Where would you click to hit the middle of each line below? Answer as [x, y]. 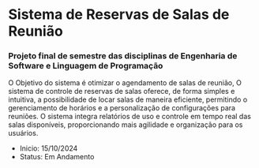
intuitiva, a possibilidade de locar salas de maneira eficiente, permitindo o [128, 99]
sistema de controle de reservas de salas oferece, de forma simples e [122, 91]
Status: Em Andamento [57, 157]
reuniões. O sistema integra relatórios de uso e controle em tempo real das [129, 117]
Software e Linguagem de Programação [86, 66]
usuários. [23, 133]
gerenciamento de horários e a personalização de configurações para [122, 108]
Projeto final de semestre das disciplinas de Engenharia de [123, 56]
